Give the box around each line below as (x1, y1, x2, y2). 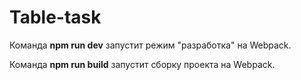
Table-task (9, 6, 102, 29)
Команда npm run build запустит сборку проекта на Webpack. (9, 58, 276, 70)
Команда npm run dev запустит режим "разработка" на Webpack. (9, 39, 292, 51)
